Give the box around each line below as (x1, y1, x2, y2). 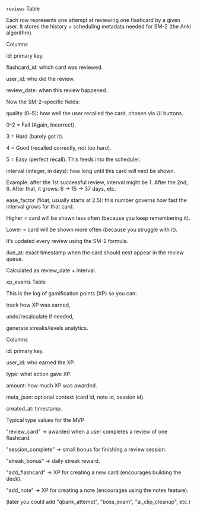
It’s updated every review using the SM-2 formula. (6, 238, 129, 244)
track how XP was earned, (6, 301, 71, 308)
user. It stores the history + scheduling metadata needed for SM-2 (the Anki (6, 23, 192, 30)
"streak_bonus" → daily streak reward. (6, 458, 100, 464)
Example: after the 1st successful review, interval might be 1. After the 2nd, (6, 179, 188, 186)
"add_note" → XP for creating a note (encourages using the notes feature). (6, 487, 189, 494)
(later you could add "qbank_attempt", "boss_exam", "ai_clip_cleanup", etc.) (6, 499, 191, 505)
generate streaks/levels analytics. (6, 324, 88, 332)
